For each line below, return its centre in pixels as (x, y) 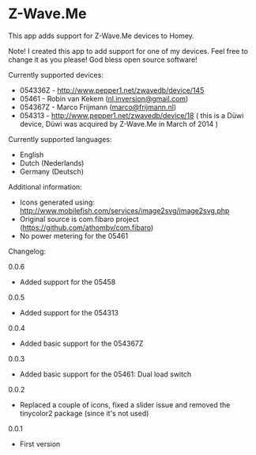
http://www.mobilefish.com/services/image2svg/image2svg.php (124, 210)
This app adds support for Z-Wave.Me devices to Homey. (102, 36)
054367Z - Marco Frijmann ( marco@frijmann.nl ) (98, 107)
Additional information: (45, 186)
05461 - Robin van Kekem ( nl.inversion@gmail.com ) (104, 98)
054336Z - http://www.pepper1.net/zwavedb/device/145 (112, 90)
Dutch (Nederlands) (52, 162)
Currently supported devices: (56, 75)
